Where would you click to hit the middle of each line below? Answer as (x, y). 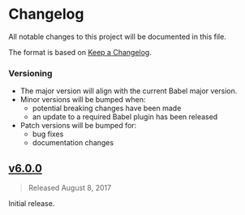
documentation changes (73, 143)
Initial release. (32, 204)
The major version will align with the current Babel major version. (129, 91)
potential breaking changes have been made (107, 108)
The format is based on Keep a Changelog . (80, 52)
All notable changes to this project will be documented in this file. (118, 37)
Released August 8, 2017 (70, 188)
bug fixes (48, 134)
